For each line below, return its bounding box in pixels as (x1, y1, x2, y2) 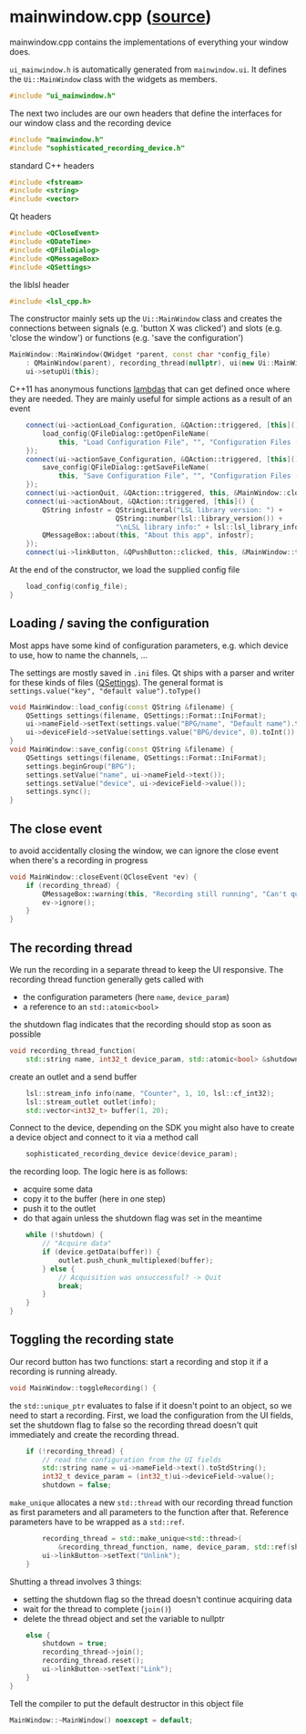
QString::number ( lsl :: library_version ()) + (115, 513, 283, 523)
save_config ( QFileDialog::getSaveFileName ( (42, 463, 209, 472)
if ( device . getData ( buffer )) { (42, 1247, 161, 1256)
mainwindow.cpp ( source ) (9, 6, 212, 27)
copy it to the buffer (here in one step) (22, 1193, 167, 1204)
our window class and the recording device (9, 117, 171, 129)
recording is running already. (9, 1366, 117, 1377)
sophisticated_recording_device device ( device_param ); (25, 1150, 239, 1159)
